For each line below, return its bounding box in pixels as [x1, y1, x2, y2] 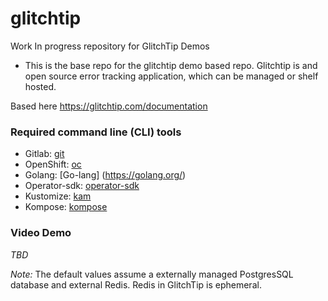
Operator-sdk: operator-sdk [24, 180, 140, 192]
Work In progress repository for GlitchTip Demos [10, 40, 210, 52]
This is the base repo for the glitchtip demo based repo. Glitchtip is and [24, 59, 318, 71]
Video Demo [10, 226, 72, 240]
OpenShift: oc [24, 158, 82, 171]
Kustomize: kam [24, 190, 92, 202]
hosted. [24, 80, 57, 92]
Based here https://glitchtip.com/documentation [10, 100, 208, 112]
